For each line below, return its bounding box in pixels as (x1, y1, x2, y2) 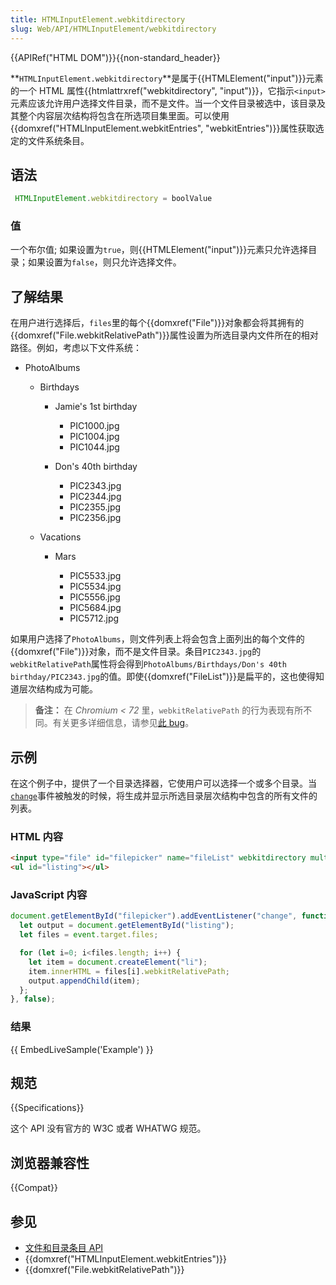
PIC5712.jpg (69, 612, 120, 625)
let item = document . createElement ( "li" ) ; (28, 957, 208, 967)
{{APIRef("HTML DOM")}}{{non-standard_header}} (10, 51, 221, 63)
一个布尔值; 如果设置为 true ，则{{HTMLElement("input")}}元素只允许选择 (10, 244, 309, 256)
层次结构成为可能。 (18, 683, 98, 695)
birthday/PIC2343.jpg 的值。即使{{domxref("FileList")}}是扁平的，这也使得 (10, 671, 317, 683)
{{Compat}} (10, 1182, 58, 1194)
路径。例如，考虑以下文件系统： (10, 342, 142, 354)
